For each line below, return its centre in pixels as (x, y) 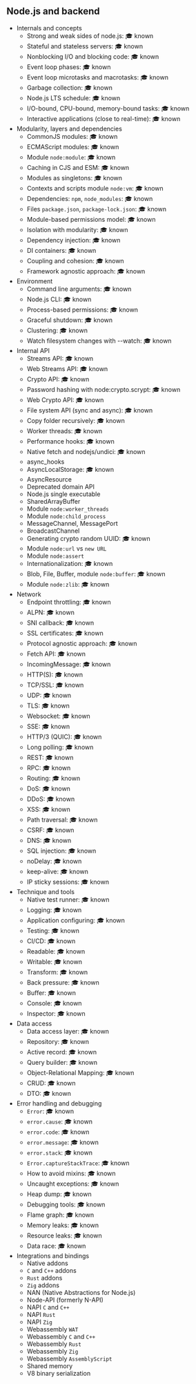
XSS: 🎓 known (48, 809)
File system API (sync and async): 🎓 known (90, 410)
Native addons (47, 1263)
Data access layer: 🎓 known (68, 1031)
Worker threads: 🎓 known (65, 430)
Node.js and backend (53, 11)
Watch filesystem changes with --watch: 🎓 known (99, 341)
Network (29, 594)
